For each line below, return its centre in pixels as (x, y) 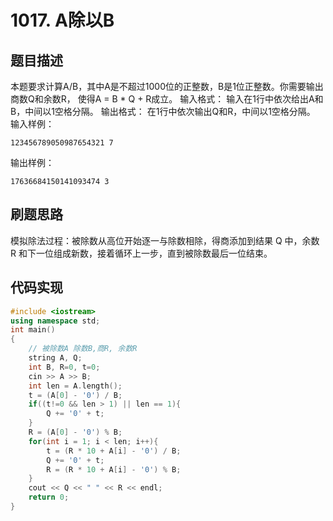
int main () (33, 330)
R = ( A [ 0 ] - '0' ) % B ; (75, 432)
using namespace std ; (55, 321)
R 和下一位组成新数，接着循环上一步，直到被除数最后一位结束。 (141, 253)
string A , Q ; (55, 358)
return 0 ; (49, 497)
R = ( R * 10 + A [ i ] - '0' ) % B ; (114, 469)
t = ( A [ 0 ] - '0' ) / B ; (75, 395)
